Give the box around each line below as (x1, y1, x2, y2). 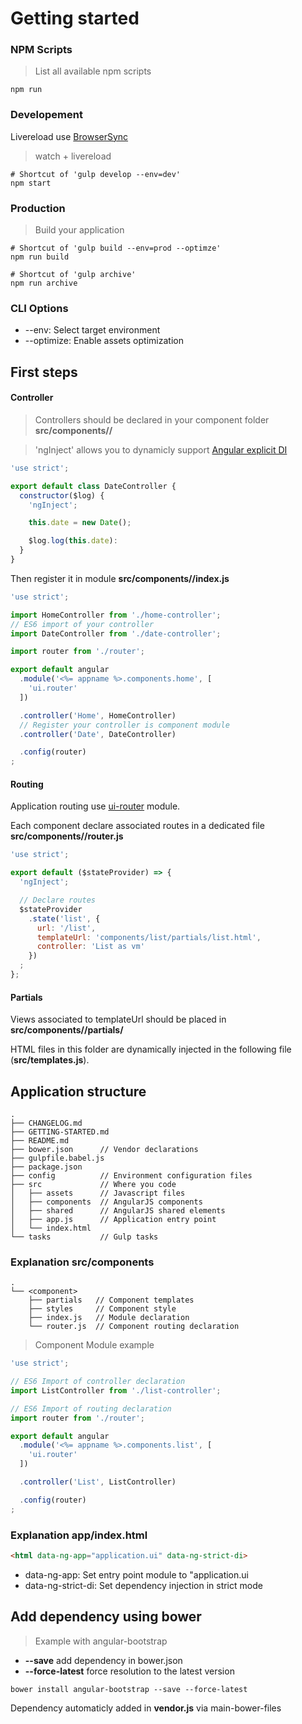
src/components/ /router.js (10, 830, 124, 842)
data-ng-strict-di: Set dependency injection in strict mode (24, 1579, 263, 1591)
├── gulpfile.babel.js (10, 1153, 105, 1163)
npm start (10, 178, 52, 188)
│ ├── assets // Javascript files (10, 1188, 186, 1198)
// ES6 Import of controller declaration (10, 1377, 186, 1387)
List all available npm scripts (34, 65, 152, 77)
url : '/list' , (36, 923, 97, 933)
